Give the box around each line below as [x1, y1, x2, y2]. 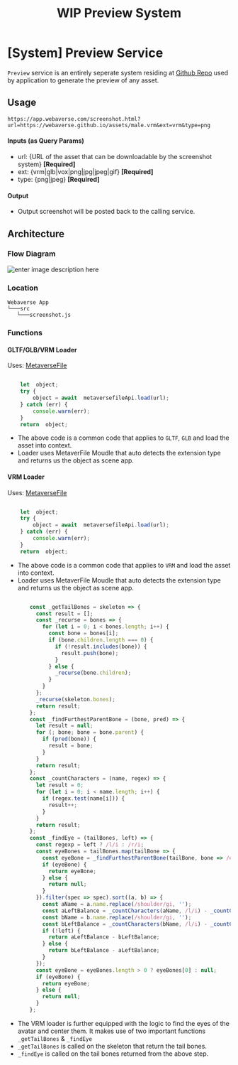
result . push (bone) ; [61, 649, 119, 656]
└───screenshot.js [16, 311, 72, 319]
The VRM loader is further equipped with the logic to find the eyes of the [17, 1019, 230, 1027]
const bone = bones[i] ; [48, 630, 119, 637]
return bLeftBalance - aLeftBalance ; [48, 947, 160, 954]
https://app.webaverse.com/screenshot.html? [7, 115, 141, 122]
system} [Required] [17, 160, 76, 168]
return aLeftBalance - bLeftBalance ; [48, 934, 160, 941]
